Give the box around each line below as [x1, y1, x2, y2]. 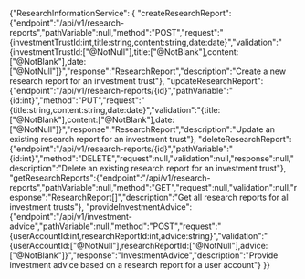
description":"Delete [9, 163, 87, 173]
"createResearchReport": [137, 8, 232, 18]
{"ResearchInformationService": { [9, 8, 136, 18]
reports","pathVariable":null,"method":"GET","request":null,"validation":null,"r [9, 182, 298, 192]
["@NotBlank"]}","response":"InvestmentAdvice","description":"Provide [9, 250, 279, 261]
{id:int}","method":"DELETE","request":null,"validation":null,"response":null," [9, 153, 295, 163]
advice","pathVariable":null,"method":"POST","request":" [9, 221, 222, 232]
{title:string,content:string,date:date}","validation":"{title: [9, 105, 221, 115]
